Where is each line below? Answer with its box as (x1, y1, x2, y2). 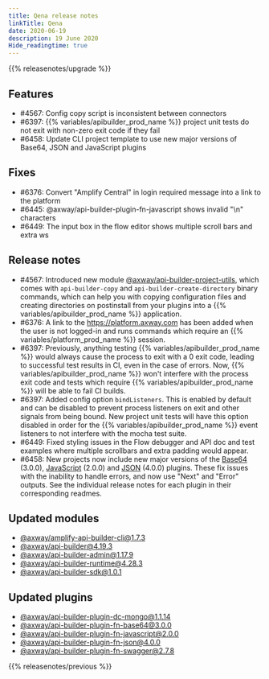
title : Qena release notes (8, 11, 99, 20)
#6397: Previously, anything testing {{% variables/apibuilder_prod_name (19, 343, 260, 352)
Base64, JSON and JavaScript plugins (19, 142, 147, 152)
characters (19, 212, 56, 222)
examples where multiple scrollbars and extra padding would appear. (19, 446, 249, 455)
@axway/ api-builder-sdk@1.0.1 (19, 567, 122, 577)
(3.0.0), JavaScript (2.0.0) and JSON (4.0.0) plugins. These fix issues (19, 463, 249, 472)
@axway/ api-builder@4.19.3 (19, 541, 113, 551)
